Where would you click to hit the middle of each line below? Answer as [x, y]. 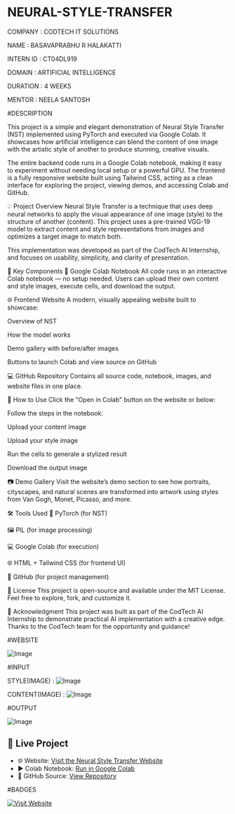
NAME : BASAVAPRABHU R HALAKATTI [64, 45]
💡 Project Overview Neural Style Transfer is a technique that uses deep [110, 206]
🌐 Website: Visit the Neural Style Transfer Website [90, 760]
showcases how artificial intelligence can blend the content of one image [113, 142]
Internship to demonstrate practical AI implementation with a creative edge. [116, 619]
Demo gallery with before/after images [63, 348]
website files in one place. [45, 386]
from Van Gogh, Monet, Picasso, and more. [69, 499]
